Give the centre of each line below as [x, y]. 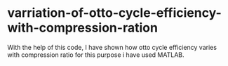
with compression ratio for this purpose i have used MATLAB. [96, 55]
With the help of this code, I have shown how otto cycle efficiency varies [112, 47]
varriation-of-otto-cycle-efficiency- [115, 13]
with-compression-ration [82, 28]
